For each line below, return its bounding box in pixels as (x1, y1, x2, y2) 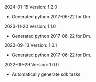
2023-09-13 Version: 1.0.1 (4, 42, 57, 48)
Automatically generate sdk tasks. (11, 71, 82, 77)
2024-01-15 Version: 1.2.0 (4, 4, 58, 10)
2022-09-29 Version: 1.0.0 (4, 62, 59, 67)
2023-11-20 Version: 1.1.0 (4, 23, 56, 29)
